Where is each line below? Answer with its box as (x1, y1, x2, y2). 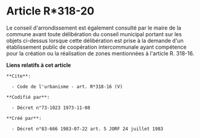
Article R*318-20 (6, 4, 95, 18)
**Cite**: (6, 73, 31, 79)
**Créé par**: (6, 115, 42, 121)
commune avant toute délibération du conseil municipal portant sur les (6, 30, 182, 37)
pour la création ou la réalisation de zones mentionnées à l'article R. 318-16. (6, 49, 195, 57)
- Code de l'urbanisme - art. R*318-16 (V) (11, 83, 123, 90)
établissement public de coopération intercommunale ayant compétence (6, 43, 187, 51)
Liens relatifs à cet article (6, 61, 71, 69)
